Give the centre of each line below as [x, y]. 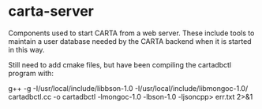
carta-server [51, 11]
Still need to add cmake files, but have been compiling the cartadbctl [120, 64]
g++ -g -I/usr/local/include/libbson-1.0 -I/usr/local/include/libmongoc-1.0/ [128, 88]
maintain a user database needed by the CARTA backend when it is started [130, 41]
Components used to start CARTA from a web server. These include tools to [131, 33]
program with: [31, 73]
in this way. [26, 49]
